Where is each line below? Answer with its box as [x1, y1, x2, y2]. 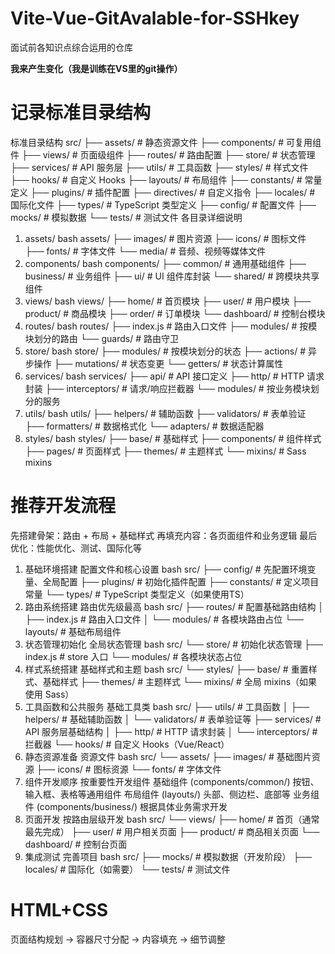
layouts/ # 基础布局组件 [24, 625, 122, 637]
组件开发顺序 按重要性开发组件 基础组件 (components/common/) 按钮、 [24, 775, 320, 787]
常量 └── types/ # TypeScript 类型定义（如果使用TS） [24, 588, 250, 600]
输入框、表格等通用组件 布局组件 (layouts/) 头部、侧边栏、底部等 [24, 788, 292, 800]
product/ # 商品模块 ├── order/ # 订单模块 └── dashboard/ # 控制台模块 [24, 307, 326, 319]
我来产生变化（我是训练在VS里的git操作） [10, 62, 183, 74]
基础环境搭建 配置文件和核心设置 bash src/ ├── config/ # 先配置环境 [24, 563, 308, 575]
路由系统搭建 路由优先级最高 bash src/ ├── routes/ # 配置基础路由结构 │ [24, 600, 325, 612]
